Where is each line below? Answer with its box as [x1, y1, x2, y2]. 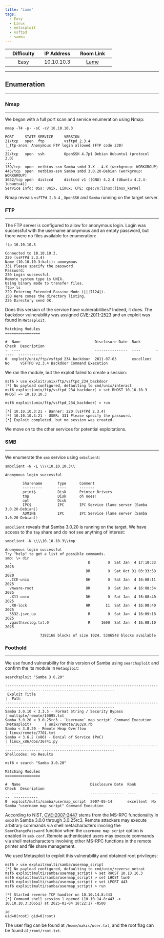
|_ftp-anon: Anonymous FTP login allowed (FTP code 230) [5, 143, 123, 148]
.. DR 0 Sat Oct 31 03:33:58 [9, 568, 156, 574]
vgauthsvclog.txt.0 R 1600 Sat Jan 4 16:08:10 [9, 620, 156, 625]
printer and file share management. [5, 843, 76, 849]
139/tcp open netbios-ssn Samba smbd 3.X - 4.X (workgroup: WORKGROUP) [5, 164, 159, 169]
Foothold [5, 644, 27, 651]
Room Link [80, 50, 105, 57]
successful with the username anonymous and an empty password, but [5, 228, 149, 233]
